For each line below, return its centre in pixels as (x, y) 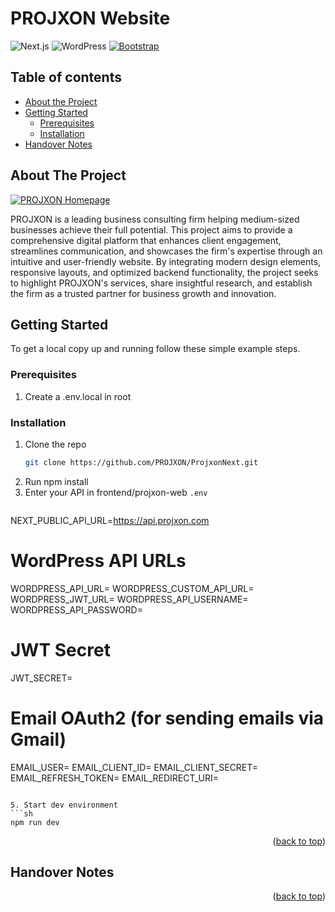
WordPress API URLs (98, 561)
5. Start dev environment (64, 805)
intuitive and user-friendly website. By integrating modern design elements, (166, 261)
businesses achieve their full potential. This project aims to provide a (151, 229)
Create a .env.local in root (78, 396)
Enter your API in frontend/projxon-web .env (116, 492)
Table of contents (66, 77)
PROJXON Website (90, 18)
